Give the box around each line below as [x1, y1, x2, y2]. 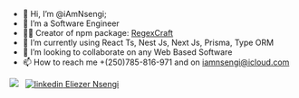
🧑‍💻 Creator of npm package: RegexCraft [22, 28, 174, 38]
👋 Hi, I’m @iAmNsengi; [22, 9, 107, 19]
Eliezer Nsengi [64, 79, 120, 89]
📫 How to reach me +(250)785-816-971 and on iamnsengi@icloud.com [22, 57, 290, 67]
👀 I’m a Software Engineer [22, 18, 120, 29]
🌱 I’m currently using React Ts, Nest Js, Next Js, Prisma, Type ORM [22, 37, 275, 48]
